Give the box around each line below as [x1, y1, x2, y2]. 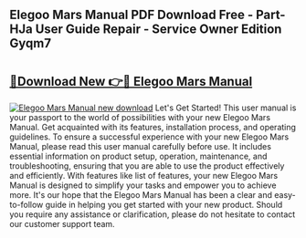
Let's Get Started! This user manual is [154, 102, 297, 113]
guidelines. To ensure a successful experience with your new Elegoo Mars [9, 131, 290, 142]
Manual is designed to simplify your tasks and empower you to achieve [9, 180, 277, 191]
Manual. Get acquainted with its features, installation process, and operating [9, 122, 297, 132]
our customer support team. [9, 219, 116, 229]
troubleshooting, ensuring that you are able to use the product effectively [9, 160, 285, 171]
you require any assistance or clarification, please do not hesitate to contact [9, 209, 296, 220]
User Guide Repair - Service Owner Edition [35, 22, 282, 37]
